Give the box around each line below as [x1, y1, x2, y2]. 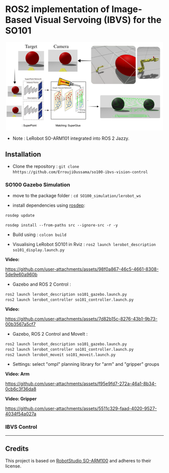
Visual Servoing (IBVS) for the [34, 14, 162, 26]
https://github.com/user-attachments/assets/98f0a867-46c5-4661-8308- [5, 266, 159, 272]
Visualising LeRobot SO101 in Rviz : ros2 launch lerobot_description [12, 242, 156, 248]
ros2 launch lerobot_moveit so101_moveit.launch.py [5, 352, 116, 358]
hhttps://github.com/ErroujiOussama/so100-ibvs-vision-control [12, 170, 148, 175]
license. [5, 463, 22, 469]
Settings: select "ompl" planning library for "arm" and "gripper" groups [12, 361, 159, 367]
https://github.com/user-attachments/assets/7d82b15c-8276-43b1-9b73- [5, 316, 157, 322]
